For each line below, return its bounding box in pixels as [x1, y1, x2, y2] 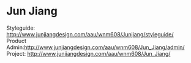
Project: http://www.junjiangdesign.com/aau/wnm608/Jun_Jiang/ [6, 50, 171, 57]
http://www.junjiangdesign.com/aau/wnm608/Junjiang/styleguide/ [6, 30, 174, 38]
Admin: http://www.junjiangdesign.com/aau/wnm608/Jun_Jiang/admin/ [6, 44, 185, 51]
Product [6, 37, 26, 44]
